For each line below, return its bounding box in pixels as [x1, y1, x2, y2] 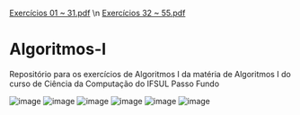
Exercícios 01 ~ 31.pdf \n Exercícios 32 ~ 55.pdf [9, 8, 186, 18]
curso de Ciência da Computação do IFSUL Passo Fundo [9, 78, 220, 89]
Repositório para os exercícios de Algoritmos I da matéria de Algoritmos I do [9, 68, 292, 79]
